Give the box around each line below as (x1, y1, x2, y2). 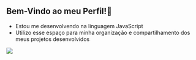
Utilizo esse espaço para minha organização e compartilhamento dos (15, 29, 190, 36)
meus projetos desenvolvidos (15, 35, 90, 43)
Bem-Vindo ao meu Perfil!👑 (6, 6, 112, 17)
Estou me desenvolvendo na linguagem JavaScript (15, 22, 143, 29)
